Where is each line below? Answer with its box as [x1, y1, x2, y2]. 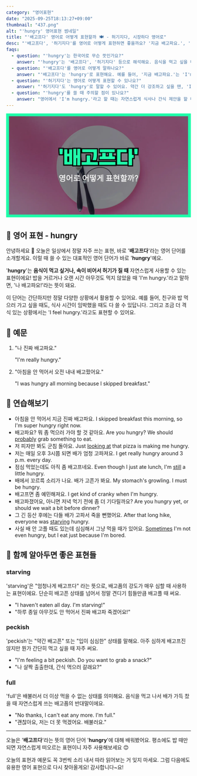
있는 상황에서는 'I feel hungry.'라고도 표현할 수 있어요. [12, 309, 136, 316]
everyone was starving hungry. [14, 518, 90, 525]
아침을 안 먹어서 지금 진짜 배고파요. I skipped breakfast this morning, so [14, 415, 183, 422]
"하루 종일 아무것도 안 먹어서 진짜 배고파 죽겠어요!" [14, 608, 131, 615]
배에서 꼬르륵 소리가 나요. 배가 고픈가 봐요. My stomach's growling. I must [14, 476, 187, 484]
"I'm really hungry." [14, 356, 62, 363]
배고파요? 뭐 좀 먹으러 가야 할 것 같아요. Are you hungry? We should [14, 429, 173, 436]
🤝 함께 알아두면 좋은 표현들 [6, 550, 97, 560]
